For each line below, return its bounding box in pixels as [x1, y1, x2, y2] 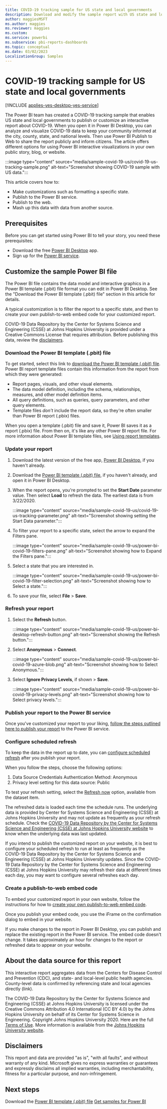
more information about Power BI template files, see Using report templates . [5, 433, 161, 439]
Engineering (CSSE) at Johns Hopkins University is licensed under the [5, 1001, 149, 1007]
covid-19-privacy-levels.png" [12, 691, 73, 697]
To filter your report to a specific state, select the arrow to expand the [12, 527, 155, 533]
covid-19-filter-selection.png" [12, 578, 74, 584]
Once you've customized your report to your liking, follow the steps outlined [5, 721, 161, 727]
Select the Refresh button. [12, 616, 67, 622]
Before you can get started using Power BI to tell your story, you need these [5, 233, 161, 239]
